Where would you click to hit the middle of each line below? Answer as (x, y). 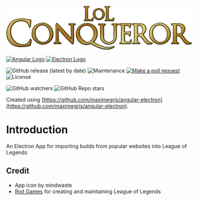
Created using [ (25, 100)
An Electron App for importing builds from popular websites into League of (97, 146)
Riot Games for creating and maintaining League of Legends (88, 191)
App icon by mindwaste (43, 185)
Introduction (37, 130)
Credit (18, 171)
